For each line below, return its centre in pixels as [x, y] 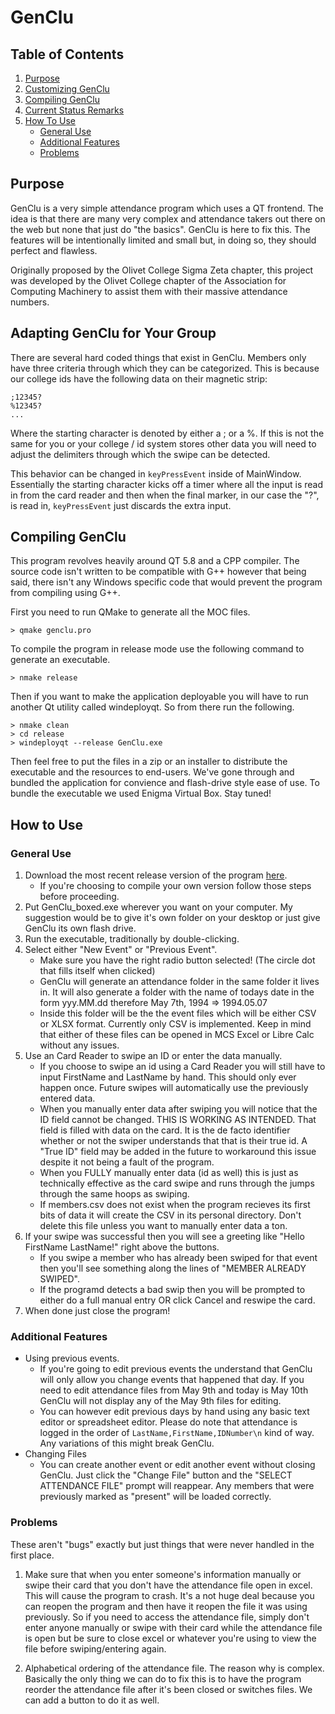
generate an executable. [60, 660]
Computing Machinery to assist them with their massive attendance [149, 291]
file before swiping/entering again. [95, 1648]
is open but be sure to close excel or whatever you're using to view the [170, 1638]
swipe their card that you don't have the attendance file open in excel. [168, 1585]
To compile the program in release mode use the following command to [157, 649]
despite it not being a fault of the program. [127, 1162]
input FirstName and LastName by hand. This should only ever [168, 1077]
